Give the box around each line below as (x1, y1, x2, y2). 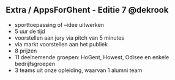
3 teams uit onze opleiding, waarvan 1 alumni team (14, 67, 143, 74)
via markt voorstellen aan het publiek (14, 40, 108, 48)
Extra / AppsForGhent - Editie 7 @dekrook (6, 5, 169, 15)
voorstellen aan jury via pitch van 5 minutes (14, 34, 125, 42)
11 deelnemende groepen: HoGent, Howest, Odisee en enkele (14, 53, 169, 60)
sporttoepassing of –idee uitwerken (14, 21, 105, 28)
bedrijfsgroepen (14, 60, 56, 67)
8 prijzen (14, 47, 37, 54)
